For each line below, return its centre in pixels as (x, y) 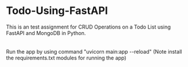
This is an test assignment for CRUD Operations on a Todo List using (88, 27)
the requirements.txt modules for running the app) (66, 58)
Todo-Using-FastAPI (57, 11)
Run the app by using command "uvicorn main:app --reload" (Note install (94, 51)
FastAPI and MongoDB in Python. (46, 33)
